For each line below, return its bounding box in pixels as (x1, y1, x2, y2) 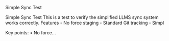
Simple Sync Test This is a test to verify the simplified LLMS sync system (5, 14, 159, 20)
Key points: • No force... (5, 30, 56, 35)
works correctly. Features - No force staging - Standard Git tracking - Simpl (5, 20, 164, 26)
